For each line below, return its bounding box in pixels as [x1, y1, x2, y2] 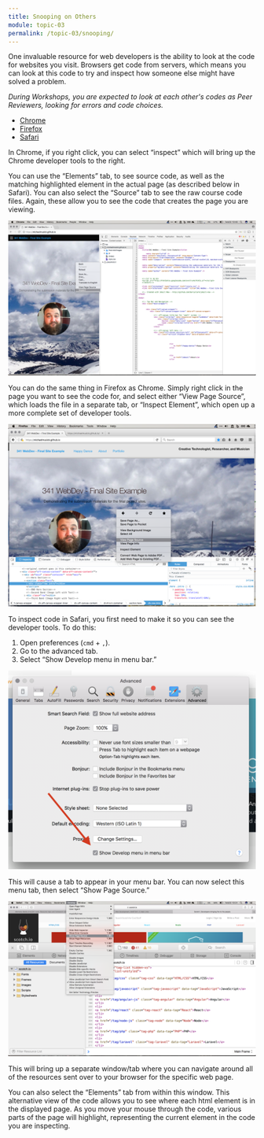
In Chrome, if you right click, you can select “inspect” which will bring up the [8, 148, 256, 157]
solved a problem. [8, 77, 67, 87]
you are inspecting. [8, 1121, 71, 1131]
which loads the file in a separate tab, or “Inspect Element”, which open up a [8, 400, 255, 409]
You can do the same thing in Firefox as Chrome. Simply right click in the [8, 383, 244, 393]
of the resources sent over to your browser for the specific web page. [8, 1073, 234, 1082]
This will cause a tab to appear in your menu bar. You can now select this [8, 878, 245, 887]
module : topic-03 [8, 20, 65, 29]
